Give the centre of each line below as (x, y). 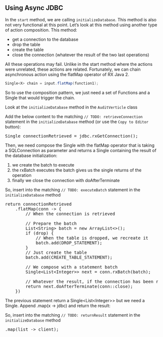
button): (13, 127)
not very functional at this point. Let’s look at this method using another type (81, 25)
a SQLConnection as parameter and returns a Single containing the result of (81, 150)
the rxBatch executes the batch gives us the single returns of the (77, 170)
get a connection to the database (45, 39)
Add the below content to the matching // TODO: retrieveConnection (74, 116)
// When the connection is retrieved (70, 214)
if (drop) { (40, 233)
